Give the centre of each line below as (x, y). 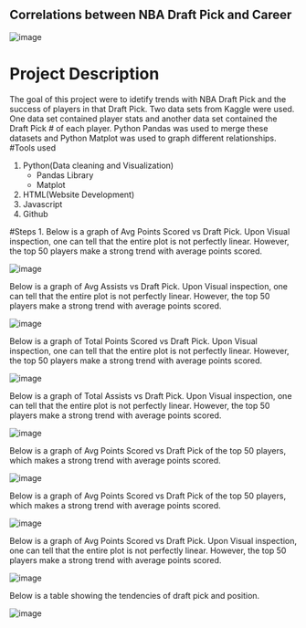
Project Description (84, 74)
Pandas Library (65, 175)
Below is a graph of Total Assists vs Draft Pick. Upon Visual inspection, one (151, 395)
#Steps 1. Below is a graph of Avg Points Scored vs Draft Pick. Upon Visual (150, 231)
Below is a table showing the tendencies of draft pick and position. (135, 595)
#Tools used (33, 147)
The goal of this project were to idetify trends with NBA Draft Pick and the (148, 99)
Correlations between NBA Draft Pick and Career (151, 15)
